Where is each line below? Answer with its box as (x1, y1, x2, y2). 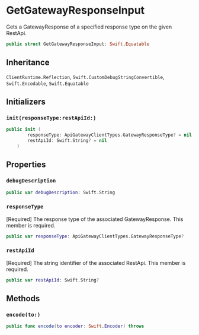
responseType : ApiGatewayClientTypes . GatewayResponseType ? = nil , (27, 132, 195, 138)
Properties (6, 160, 46, 170)
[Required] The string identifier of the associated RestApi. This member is (6, 259, 186, 266)
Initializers (6, 97, 46, 107)
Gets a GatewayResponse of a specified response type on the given (6, 23, 172, 30)
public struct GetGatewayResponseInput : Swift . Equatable (6, 41, 150, 47)
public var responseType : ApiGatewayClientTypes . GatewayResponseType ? (6, 233, 184, 239)
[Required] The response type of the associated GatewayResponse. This (6, 215, 184, 223)
